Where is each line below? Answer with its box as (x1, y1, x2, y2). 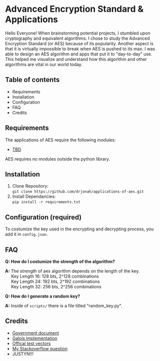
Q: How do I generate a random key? (5, 293, 80, 299)
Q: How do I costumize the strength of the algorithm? (5, 259, 115, 264)
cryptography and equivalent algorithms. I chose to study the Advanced (5, 35, 150, 41)
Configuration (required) (5, 213, 82, 222)
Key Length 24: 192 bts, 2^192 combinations (11, 278, 100, 284)
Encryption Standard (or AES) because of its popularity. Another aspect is (5, 40, 154, 46)
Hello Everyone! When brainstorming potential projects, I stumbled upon (5, 30, 151, 36)
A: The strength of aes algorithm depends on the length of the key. (5, 268, 140, 274)
